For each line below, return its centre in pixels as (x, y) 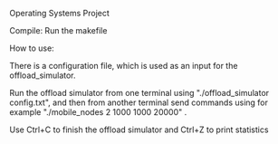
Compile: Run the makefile (58, 30)
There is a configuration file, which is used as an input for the (124, 66)
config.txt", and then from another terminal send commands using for (139, 102)
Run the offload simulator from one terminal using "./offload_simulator (139, 93)
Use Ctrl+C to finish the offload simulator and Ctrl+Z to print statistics (139, 130)
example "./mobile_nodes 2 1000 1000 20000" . (98, 112)
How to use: (32, 48)
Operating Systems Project (60, 13)
